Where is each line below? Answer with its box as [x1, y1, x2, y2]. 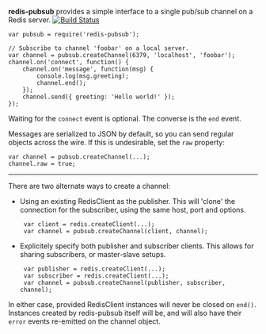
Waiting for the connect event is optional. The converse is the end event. [8, 114, 241, 123]
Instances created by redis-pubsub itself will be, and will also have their [8, 309, 242, 317]
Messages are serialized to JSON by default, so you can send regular [8, 129, 234, 138]
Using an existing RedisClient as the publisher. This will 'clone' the [19, 197, 236, 205]
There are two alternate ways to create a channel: [8, 182, 171, 190]
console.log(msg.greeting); [36, 72, 129, 80]
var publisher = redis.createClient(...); [23, 265, 166, 273]
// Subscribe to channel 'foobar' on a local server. [8, 44, 190, 52]
